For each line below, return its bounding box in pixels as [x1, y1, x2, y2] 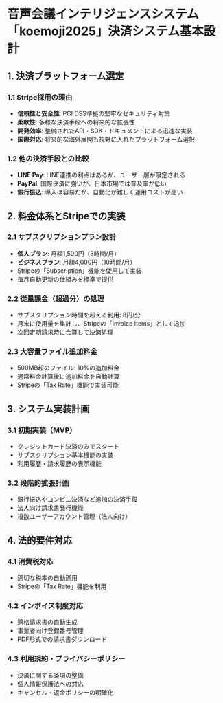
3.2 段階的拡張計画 [7, 478, 70, 488]
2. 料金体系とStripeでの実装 [7, 210, 126, 222]
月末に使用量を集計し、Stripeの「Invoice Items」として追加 [16, 320, 186, 328]
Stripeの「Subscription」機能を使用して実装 [16, 266, 142, 275]
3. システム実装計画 [7, 403, 90, 414]
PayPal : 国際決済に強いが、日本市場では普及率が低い [16, 179, 167, 188]
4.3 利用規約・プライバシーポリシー [7, 654, 126, 664]
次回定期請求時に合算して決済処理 [16, 328, 114, 337]
